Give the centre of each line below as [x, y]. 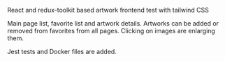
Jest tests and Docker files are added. [62, 52]
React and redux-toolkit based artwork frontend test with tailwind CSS [108, 10]
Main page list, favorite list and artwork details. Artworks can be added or [113, 23]
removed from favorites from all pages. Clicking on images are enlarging [111, 31]
